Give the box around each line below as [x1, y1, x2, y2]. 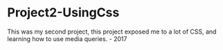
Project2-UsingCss [7, 5, 120, 21]
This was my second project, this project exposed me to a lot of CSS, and [7, 27, 217, 36]
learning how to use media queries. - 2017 [7, 34, 127, 42]
